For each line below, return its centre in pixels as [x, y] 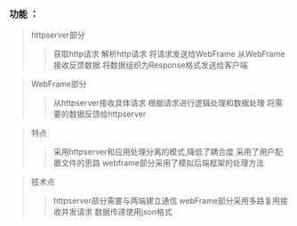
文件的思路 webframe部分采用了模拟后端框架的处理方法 [163, 163]
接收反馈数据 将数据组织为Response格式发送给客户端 [150, 65]
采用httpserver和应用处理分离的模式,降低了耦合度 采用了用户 [164, 152]
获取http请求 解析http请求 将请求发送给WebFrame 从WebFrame [169, 54]
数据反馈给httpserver [108, 114]
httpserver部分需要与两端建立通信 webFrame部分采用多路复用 [166, 201]
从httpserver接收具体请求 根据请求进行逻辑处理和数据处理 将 [164, 103]
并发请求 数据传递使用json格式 [116, 212]
